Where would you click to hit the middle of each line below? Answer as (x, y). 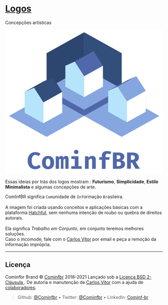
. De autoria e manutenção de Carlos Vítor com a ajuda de (84, 282)
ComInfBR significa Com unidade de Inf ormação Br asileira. (64, 196)
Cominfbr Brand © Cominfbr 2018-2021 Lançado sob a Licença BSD (75, 277)
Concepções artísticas (28, 22)
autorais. (14, 218)
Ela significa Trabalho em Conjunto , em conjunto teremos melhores (74, 228)
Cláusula (14, 282)
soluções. (15, 234)
